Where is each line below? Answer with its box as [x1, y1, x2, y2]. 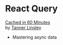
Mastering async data [12, 34, 57, 40]
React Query [5, 3, 58, 14]
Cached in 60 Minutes [5, 19, 51, 25]
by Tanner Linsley [5, 24, 42, 30]
